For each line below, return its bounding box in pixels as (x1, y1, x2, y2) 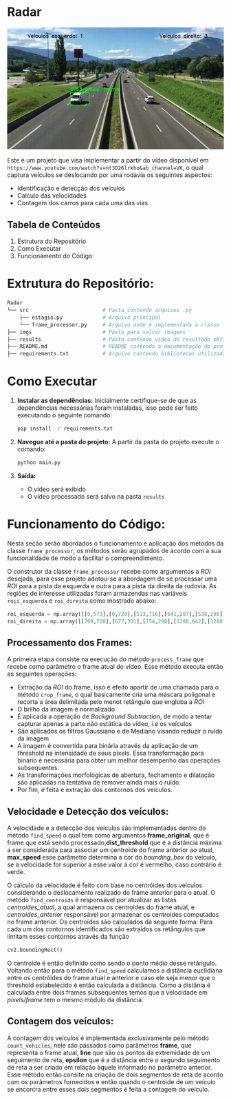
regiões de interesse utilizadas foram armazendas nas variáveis (7, 589, 188, 597)
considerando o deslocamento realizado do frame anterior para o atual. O (7, 889, 216, 897)
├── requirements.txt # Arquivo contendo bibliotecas (7, 351, 195, 357)
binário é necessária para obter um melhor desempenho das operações (16, 756, 221, 765)
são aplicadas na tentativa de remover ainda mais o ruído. (16, 778, 181, 787)
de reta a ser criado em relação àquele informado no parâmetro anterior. (7, 1063, 212, 1071)
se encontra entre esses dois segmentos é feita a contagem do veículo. (7, 1085, 210, 1093)
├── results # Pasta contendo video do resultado (7, 335, 211, 343)
